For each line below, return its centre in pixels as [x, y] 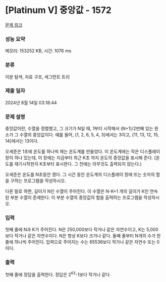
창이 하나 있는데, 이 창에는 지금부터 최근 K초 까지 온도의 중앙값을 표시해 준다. [79, 158]
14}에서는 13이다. [22, 141]
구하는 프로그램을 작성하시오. [38, 181]
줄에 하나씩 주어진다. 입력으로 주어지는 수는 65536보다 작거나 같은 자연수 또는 [81, 242]
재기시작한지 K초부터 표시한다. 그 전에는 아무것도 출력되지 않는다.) [78, 164]
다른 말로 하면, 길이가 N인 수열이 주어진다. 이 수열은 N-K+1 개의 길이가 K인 [77, 191]
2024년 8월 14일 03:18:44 [31, 102]
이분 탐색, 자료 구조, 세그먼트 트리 [38, 77]
